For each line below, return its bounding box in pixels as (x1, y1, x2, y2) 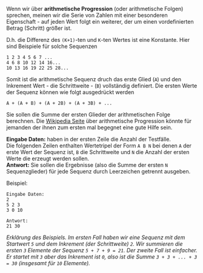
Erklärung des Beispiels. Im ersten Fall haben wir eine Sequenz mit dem (6, 234, 185, 241)
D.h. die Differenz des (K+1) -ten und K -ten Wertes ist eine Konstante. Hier (6, 36, 190, 43)
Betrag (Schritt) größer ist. (6, 24, 72, 32)
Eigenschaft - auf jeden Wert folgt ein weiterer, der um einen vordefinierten (6, 18, 194, 25)
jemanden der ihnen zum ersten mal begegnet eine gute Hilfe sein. (6, 124, 173, 131)
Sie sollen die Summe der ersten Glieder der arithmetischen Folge (6, 111, 171, 118)
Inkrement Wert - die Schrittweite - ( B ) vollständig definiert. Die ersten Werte (6, 82, 198, 89)
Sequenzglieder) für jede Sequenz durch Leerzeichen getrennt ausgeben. (6, 168, 191, 175)
